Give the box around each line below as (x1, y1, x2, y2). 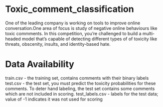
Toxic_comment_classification (5, 3, 134, 15)
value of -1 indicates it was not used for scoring (5, 96, 103, 102)
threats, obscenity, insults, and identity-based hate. (5, 41, 111, 47)
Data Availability (5, 59, 75, 70)
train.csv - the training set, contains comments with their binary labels (5, 75, 149, 81)
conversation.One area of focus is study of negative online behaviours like (5, 25, 158, 31)
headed (5, 36, 21, 42)
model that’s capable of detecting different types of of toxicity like (21, 36, 158, 42)
